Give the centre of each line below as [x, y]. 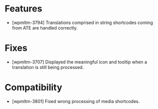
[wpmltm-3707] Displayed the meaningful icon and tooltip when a [79, 62]
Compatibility [33, 87]
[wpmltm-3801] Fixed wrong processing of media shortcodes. [76, 101]
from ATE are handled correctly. [45, 27]
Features [23, 9]
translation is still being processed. [48, 67]
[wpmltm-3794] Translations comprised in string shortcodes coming [82, 22]
